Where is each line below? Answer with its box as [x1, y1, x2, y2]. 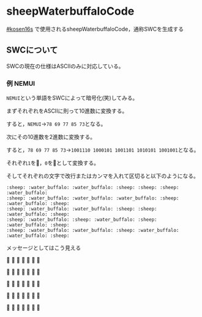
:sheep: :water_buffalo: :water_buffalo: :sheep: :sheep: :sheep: [6, 185, 179, 191]
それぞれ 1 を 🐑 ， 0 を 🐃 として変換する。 [6, 159, 100, 166]
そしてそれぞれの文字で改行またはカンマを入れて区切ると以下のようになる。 [6, 173, 199, 180]
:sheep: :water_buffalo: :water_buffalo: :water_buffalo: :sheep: [6, 195, 179, 201]
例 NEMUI [6, 79, 36, 88]
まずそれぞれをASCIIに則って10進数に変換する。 [6, 107, 128, 114]
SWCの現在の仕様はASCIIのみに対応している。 [6, 62, 124, 70]
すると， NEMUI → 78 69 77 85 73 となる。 [6, 121, 107, 128]
